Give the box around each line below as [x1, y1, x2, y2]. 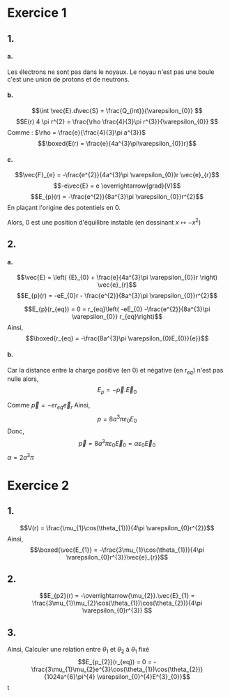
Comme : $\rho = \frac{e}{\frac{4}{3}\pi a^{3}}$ [7, 128, 146, 137]
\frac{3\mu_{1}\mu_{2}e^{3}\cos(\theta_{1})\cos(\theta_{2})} [31, 665, 204, 674]
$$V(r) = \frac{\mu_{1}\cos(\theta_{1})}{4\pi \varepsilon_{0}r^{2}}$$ [20, 523, 215, 532]
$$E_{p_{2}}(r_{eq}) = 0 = [77, 658, 152, 666]
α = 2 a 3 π [7, 451, 34, 461]
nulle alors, [7, 375, 39, 383]
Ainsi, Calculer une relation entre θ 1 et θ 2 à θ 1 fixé [7, 645, 150, 655]
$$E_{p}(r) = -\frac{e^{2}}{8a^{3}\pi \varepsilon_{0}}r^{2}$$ [30, 193, 204, 201]
